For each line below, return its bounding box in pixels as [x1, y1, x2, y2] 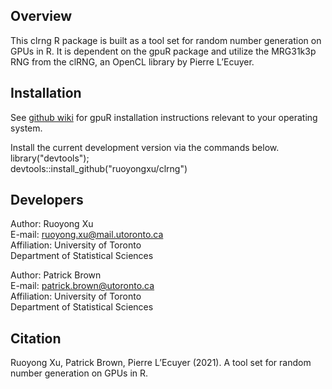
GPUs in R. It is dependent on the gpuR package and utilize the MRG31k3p [10, 45, 317, 57]
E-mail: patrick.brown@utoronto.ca [10, 280, 155, 292]
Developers [10, 192, 84, 209]
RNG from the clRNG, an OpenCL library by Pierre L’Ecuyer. [10, 55, 255, 68]
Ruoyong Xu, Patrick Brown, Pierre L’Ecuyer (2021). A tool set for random [10, 357, 312, 369]
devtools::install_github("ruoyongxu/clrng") [10, 162, 188, 174]
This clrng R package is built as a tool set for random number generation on [10, 34, 322, 46]
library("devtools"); [10, 152, 90, 164]
